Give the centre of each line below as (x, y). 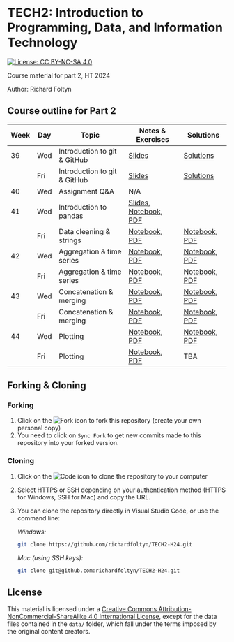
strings (70, 240)
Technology (42, 43)
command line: (39, 518)
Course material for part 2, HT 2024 (58, 75)
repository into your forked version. (68, 443)
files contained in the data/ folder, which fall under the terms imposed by (112, 624)
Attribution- (175, 609)
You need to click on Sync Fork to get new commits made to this (109, 435)
